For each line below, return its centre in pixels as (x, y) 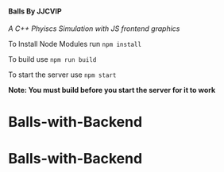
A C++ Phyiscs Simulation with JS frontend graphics (94, 29)
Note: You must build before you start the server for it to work (112, 90)
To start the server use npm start (62, 75)
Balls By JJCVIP (35, 11)
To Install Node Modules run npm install (75, 44)
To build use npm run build (52, 59)
